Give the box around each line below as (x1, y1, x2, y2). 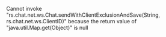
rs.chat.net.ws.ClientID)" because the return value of (6, 18, 137, 24)
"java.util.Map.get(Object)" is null (6, 24, 88, 31)
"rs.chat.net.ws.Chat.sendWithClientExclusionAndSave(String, (6, 11, 161, 18)
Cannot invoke (6, 5, 42, 12)
